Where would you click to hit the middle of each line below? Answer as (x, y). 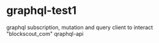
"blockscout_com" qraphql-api (45, 33)
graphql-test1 (42, 11)
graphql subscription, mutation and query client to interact (80, 27)
